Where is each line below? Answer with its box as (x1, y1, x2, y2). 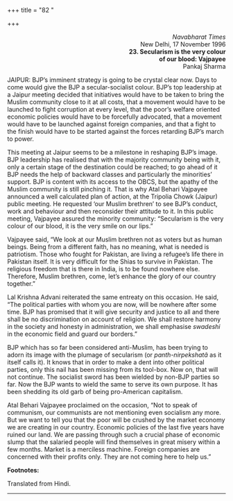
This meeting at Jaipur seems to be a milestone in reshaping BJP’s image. (7, 148, 218, 156)
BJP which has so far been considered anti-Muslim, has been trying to (7, 343, 208, 351)
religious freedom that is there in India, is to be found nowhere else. (7, 265, 200, 273)
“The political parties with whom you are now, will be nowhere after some (7, 300, 217, 308)
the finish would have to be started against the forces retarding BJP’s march (7, 128, 224, 135)
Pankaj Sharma (182, 62, 226, 70)
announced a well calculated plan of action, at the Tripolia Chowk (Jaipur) (7, 192, 218, 201)
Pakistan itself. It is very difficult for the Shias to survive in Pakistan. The (7, 257, 214, 266)
